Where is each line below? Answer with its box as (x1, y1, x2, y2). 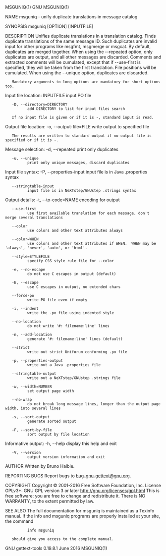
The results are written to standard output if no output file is (11, 133, 152, 138)
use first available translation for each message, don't (27, 211, 150, 216)
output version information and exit (27, 454, 106, 459)
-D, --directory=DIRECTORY (11, 102, 68, 107)
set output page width (27, 389, 74, 393)
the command (5, 518, 34, 524)
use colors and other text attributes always (27, 228, 123, 233)
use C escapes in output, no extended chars (27, 284, 121, 289)
